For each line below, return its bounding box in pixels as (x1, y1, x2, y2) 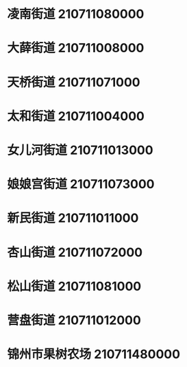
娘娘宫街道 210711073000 (7, 177, 155, 192)
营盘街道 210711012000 (7, 312, 142, 328)
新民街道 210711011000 (7, 210, 139, 226)
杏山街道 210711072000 (7, 245, 142, 260)
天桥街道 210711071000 (7, 74, 140, 90)
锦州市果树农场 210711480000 (7, 346, 180, 362)
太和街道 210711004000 (7, 108, 145, 124)
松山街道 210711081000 (7, 278, 142, 294)
